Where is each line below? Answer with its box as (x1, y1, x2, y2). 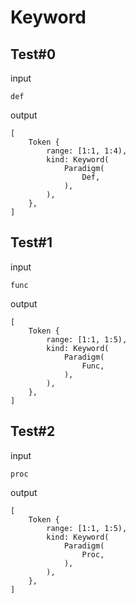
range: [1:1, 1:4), (46, 146, 128, 156)
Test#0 (10, 46, 57, 63)
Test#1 (10, 234, 53, 251)
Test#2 (10, 423, 56, 440)
